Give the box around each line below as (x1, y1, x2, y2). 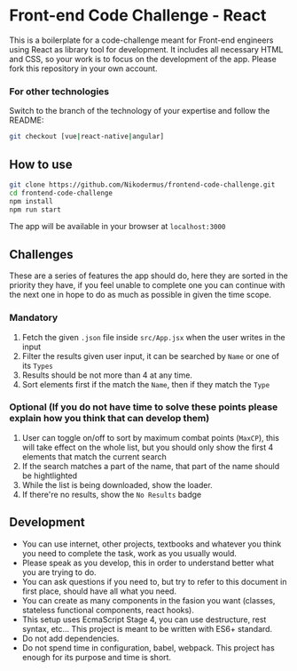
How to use (9, 156, 73, 172)
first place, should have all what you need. (21, 586, 177, 596)
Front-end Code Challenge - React (9, 5, 267, 26)
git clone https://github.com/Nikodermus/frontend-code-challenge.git (9, 180, 276, 189)
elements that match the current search (21, 451, 167, 462)
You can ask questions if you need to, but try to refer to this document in (21, 576, 287, 587)
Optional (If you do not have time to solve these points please (9, 401, 278, 413)
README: (9, 115, 44, 125)
